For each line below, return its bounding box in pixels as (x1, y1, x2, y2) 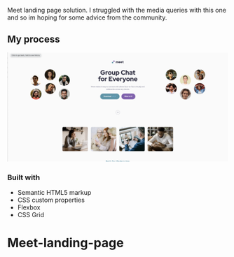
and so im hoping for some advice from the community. (7, 13, 167, 22)
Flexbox (17, 203, 41, 212)
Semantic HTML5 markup (17, 189, 92, 197)
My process (7, 34, 60, 45)
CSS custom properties (17, 196, 85, 205)
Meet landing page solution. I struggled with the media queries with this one (7, 6, 226, 14)
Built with (7, 172, 41, 182)
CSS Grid (17, 211, 44, 219)
